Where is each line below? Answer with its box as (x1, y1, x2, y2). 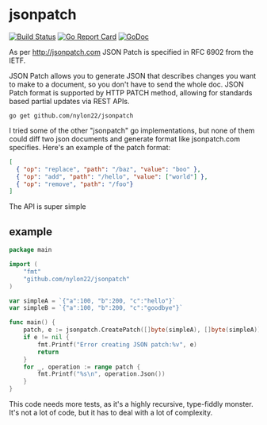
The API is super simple (9, 202, 86, 211)
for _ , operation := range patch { (23, 363, 141, 371)
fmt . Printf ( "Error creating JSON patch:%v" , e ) (37, 340, 197, 349)
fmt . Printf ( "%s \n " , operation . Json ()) (37, 370, 166, 378)
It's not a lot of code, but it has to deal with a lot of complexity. (9, 408, 213, 417)
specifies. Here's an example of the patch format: (9, 142, 171, 152)
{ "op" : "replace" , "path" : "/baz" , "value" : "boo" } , (16, 165, 201, 173)
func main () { (9, 319, 56, 326)
